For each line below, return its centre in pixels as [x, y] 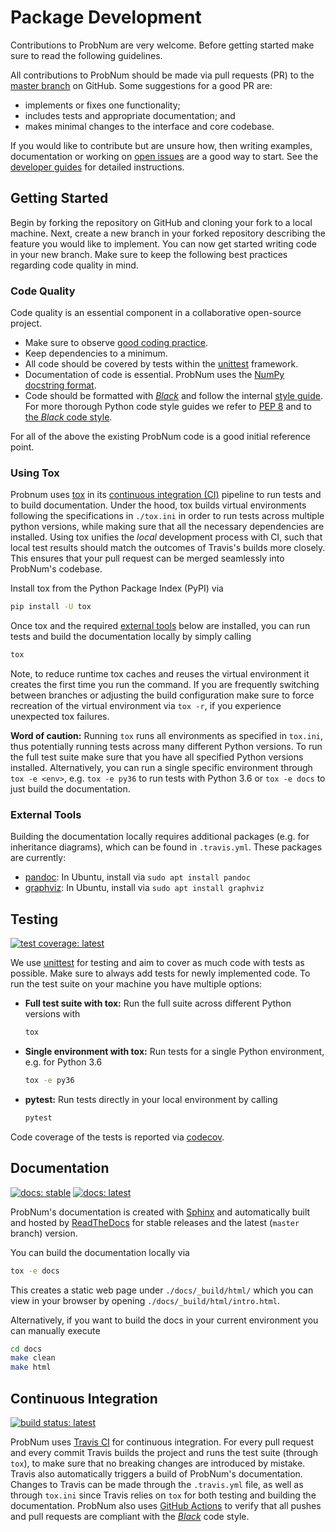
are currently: [38, 858]
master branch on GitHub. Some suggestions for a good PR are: [141, 85]
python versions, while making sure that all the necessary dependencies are [167, 527]
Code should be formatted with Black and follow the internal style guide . [173, 396]
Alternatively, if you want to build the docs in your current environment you [164, 1320]
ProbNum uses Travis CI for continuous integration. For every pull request [162, 1442]
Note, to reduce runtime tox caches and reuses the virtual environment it [160, 674]
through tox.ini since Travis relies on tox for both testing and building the [163, 1495]
